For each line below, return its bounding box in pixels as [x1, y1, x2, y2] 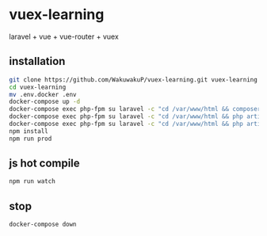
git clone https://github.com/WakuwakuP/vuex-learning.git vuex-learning [9, 75, 258, 84]
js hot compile [9, 157, 80, 170]
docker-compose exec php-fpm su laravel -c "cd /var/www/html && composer [9, 105, 261, 113]
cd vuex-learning [9, 83, 67, 91]
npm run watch [9, 177, 56, 185]
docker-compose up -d [9, 97, 81, 106]
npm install [9, 127, 48, 135]
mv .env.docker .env [9, 90, 78, 98]
